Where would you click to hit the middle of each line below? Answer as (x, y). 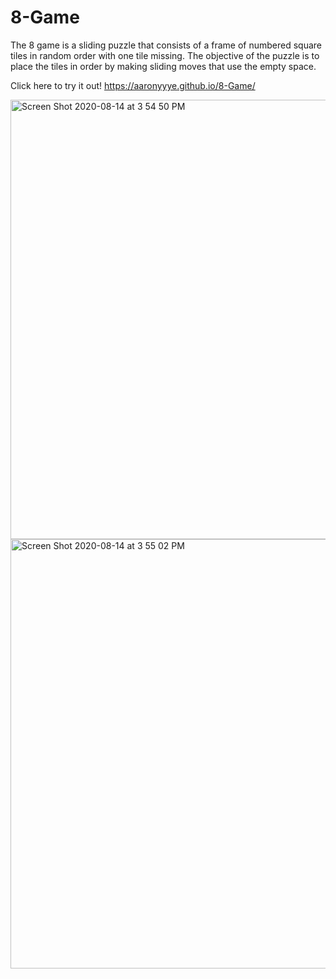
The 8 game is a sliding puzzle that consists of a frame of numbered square (166, 45)
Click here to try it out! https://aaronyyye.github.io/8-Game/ (133, 85)
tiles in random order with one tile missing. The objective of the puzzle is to (165, 55)
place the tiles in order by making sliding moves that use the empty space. (163, 66)
